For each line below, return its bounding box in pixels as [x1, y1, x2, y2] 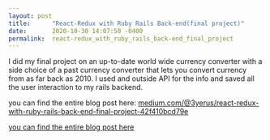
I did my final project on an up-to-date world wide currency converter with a [8, 57, 263, 66]
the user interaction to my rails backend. [8, 83, 144, 92]
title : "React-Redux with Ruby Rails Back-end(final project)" [8, 19, 245, 28]
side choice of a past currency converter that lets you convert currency [8, 66, 247, 75]
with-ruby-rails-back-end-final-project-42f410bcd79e [8, 107, 189, 117]
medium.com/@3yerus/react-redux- [137, 98, 259, 108]
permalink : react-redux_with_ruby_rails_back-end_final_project [8, 34, 234, 43]
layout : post [8, 11, 53, 20]
